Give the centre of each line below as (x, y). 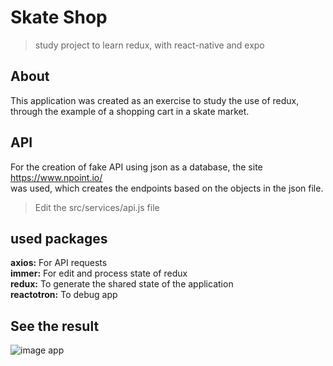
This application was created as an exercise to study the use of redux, (155, 100)
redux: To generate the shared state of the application (122, 284)
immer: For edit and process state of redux (99, 273)
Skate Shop (59, 17)
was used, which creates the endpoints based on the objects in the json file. (167, 188)
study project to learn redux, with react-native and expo (149, 45)
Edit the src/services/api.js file (97, 207)
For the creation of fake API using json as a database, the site (136, 167)
